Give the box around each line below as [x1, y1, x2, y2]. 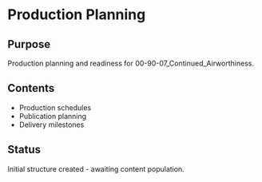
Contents [7, 81, 55, 95]
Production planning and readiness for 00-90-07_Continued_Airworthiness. [7, 58, 255, 68]
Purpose [7, 38, 51, 51]
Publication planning [18, 111, 87, 121]
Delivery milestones [18, 120, 85, 129]
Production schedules [18, 102, 92, 113]
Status [7, 143, 42, 156]
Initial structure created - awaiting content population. [7, 164, 185, 173]
